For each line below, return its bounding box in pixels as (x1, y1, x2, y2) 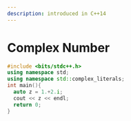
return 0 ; (13, 101, 41, 108)
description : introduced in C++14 (7, 10, 107, 17)
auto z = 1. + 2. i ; (13, 89, 63, 95)
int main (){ (7, 82, 41, 89)
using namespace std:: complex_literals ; (7, 75, 125, 83)
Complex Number (7, 39, 110, 55)
